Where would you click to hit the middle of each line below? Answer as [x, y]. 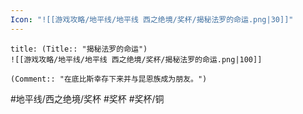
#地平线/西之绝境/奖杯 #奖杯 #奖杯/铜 [87, 98]
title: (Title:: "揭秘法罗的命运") [79, 49]
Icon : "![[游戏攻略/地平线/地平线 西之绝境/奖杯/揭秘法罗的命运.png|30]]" [152, 19]
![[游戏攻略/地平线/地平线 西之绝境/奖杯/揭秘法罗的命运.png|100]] [136, 59]
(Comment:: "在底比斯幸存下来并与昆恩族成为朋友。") [109, 79]
